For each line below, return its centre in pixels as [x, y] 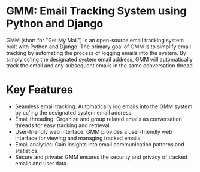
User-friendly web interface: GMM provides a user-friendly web [93, 131]
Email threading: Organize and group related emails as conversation [99, 119]
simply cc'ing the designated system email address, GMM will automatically [99, 59]
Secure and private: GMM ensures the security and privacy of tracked [101, 157]
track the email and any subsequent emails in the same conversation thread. [100, 65]
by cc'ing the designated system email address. [74, 112]
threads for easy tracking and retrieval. [63, 125]
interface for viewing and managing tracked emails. [78, 138]
